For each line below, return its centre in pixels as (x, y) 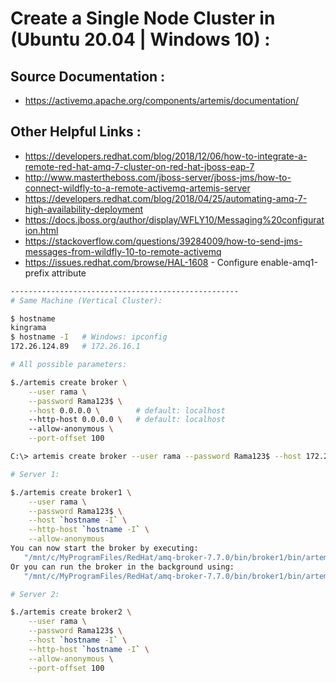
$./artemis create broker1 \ (71, 492)
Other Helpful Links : (76, 132)
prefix (37, 273)
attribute (69, 273)
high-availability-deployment (84, 209)
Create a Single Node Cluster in (143, 18)
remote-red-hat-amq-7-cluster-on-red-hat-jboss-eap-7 (139, 166)
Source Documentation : (88, 76)
